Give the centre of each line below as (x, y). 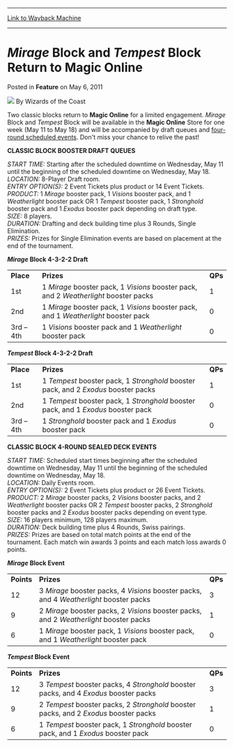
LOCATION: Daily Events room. (51, 482)
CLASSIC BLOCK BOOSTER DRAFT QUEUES (71, 150)
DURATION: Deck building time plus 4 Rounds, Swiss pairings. (96, 527)
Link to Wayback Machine (44, 18)
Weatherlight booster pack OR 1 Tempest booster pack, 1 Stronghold (106, 201)
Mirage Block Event (36, 563)
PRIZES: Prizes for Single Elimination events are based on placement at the (114, 238)
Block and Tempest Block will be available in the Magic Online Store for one (116, 122)
